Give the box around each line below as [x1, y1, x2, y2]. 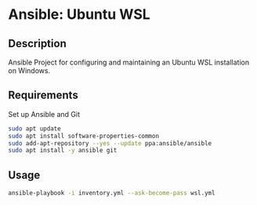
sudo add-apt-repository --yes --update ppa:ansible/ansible [8, 139, 212, 147]
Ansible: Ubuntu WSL [8, 5, 150, 24]
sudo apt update [8, 124, 61, 133]
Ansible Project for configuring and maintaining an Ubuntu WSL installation [8, 57, 249, 67]
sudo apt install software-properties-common [8, 132, 159, 140]
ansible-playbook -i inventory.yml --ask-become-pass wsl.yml [8, 189, 215, 197]
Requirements [8, 89, 78, 102]
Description [8, 37, 67, 50]
